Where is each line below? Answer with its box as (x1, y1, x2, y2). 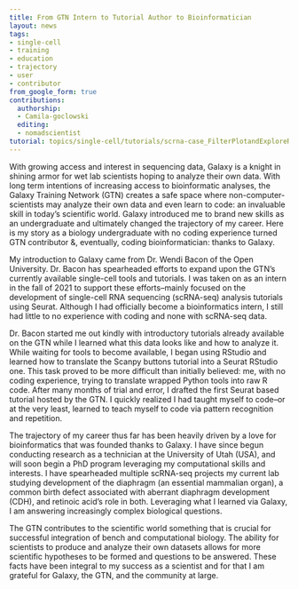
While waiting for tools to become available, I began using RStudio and (9, 346, 267, 357)
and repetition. (9, 412, 63, 423)
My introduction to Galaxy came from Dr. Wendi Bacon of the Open (9, 254, 255, 265)
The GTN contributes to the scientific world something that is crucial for (9, 522, 271, 533)
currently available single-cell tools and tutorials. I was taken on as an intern (9, 273, 286, 283)
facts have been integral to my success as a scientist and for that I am (9, 561, 264, 571)
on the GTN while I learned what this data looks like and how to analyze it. (9, 337, 279, 347)
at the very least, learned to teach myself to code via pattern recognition (9, 403, 274, 414)
